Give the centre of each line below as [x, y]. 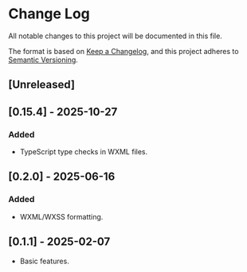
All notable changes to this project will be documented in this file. [116, 36]
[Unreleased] [42, 85]
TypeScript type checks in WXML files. [84, 152]
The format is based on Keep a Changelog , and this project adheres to [123, 51]
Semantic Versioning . [43, 60]
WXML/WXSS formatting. [61, 216]
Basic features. [44, 261]
